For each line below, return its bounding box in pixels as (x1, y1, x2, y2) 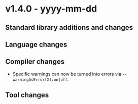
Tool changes (5, 91, 49, 99)
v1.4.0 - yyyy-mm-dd (5, 3, 97, 15)
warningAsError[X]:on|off (12, 77, 67, 82)
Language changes (5, 40, 67, 48)
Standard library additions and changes (5, 23, 133, 32)
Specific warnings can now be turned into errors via (12, 71, 122, 77)
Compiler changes (5, 58, 65, 66)
